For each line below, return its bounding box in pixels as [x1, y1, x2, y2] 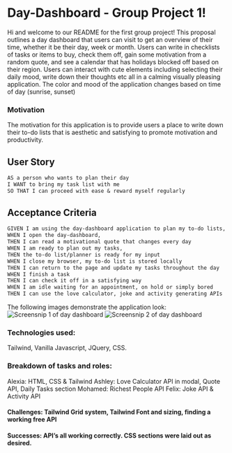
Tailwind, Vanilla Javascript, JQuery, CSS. [7, 344, 127, 352]
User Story [7, 156, 55, 168]
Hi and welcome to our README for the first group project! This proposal [7, 28, 216, 36]
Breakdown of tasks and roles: [7, 361, 113, 371]
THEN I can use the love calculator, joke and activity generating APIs [7, 290, 223, 298]
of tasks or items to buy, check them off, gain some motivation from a [7, 50, 207, 59]
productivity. [7, 136, 44, 144]
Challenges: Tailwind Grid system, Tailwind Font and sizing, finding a [7, 408, 211, 417]
